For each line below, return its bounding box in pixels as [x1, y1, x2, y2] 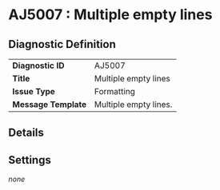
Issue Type [12, 86, 56, 97]
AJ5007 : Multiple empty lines [8, 6, 213, 24]
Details [8, 126, 44, 140]
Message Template [12, 99, 87, 109]
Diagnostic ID [12, 60, 65, 71]
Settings [8, 153, 52, 167]
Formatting [94, 86, 136, 97]
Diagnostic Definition [8, 38, 116, 51]
